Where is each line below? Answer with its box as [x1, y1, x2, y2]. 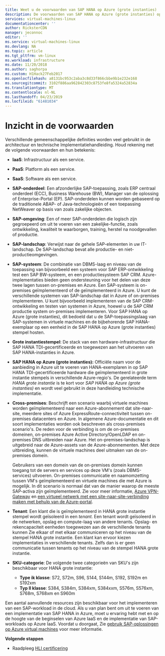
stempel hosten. [12, 329, 45, 336]
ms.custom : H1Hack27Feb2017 [5, 72, 63, 77]
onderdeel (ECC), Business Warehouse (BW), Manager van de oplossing [12, 191, 159, 196]
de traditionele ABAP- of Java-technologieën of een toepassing [12, 201, 141, 207]
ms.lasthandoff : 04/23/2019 [5, 94, 63, 99]
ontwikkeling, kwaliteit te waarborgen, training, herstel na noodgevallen [12, 227, 157, 232]
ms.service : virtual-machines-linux [5, 39, 80, 44]
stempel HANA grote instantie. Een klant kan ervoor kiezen [12, 535, 131, 540]
